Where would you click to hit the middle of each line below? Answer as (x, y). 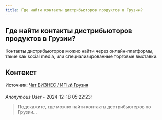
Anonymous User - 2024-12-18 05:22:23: (49, 97)
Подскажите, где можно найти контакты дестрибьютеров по (84, 107)
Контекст (21, 72)
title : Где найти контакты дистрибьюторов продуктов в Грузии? (74, 10)
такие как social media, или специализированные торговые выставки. (82, 56)
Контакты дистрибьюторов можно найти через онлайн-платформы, (79, 51)
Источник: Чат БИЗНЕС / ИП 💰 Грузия (47, 85)
